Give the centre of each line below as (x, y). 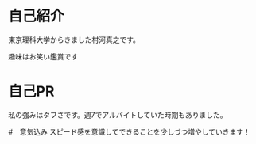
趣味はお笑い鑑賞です (43, 56)
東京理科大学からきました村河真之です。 (74, 40)
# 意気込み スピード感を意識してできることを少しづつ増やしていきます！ (129, 131)
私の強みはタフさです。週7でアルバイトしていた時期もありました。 (118, 115)
